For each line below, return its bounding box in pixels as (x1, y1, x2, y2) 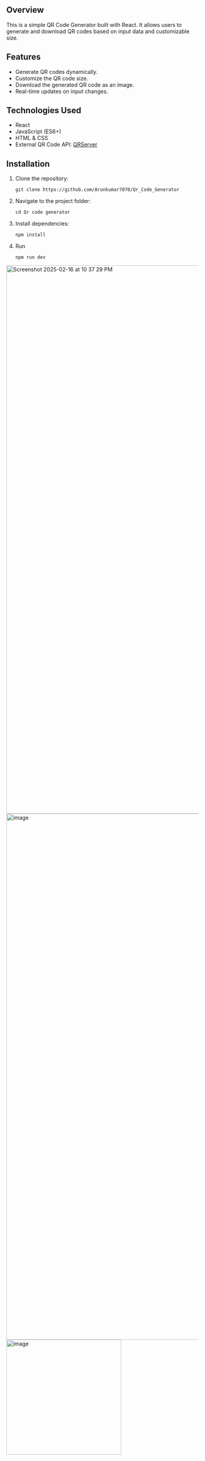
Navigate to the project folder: (15, 197, 91, 205)
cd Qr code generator (15, 209, 70, 216)
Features (6, 52, 41, 62)
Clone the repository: (15, 175, 69, 182)
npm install (15, 232, 46, 238)
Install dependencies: (15, 220, 70, 227)
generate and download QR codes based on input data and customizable (6, 28, 190, 35)
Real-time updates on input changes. (15, 87, 109, 95)
